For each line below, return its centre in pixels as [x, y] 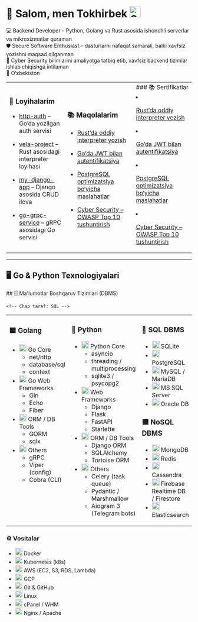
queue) [101, 484]
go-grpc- [33, 215]
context [39, 371]
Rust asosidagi [39, 152]
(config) [40, 472]
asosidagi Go [37, 230]
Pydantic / [105, 491]
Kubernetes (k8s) [44, 562]
